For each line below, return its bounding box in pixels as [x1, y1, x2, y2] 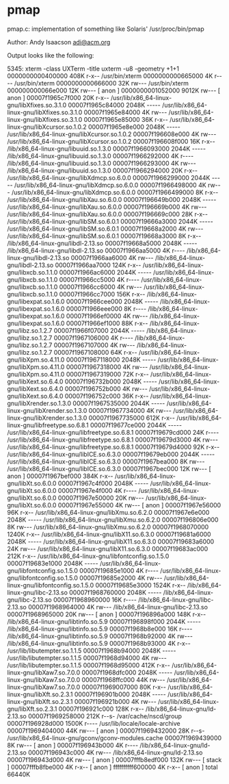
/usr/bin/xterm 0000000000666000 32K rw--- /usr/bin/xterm [14, 79, 189, 87]
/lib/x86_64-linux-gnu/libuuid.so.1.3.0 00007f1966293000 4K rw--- [7, 159, 196, 167]
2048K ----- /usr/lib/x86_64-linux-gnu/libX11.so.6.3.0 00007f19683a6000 [7, 537, 215, 546]
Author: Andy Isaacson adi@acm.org [7, 38, 111, 46]
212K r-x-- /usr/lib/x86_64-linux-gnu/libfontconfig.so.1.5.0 [7, 552, 170, 560]
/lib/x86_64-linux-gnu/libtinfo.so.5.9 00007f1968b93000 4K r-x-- [7, 639, 191, 647]
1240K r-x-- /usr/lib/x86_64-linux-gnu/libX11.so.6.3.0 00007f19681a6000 [7, 530, 211, 538]
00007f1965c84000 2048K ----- [68, 101, 161, 109]
